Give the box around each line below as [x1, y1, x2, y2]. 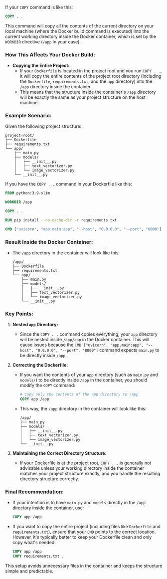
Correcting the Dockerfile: [12, 362, 68, 368]
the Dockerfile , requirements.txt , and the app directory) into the [19, 78, 153, 84]
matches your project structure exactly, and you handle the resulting [19, 471, 161, 477]
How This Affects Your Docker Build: [5, 51, 96, 58]
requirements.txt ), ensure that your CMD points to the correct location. [12, 529, 156, 535]
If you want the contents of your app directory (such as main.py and [19, 372, 158, 378]
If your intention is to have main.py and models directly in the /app [12, 500, 146, 506]
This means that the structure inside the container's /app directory [19, 89, 156, 95]
